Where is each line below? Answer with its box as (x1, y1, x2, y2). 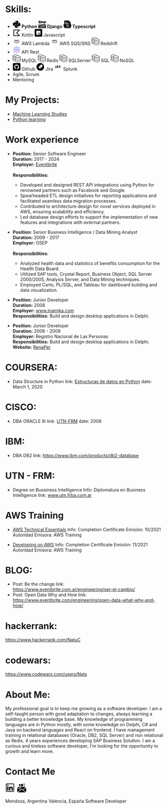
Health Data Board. (20, 266, 60, 272)
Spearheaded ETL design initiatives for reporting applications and (20, 193, 157, 199)
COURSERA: (5, 362, 58, 373)
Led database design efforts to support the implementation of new (20, 214, 158, 220)
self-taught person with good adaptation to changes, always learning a (5, 711, 153, 717)
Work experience (5, 134, 79, 146)
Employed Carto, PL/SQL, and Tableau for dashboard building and (20, 281, 157, 288)
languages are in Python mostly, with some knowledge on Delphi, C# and (5, 722, 157, 728)
